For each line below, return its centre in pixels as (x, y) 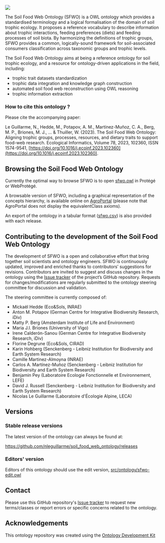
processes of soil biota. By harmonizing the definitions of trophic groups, (79, 38)
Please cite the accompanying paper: (43, 117)
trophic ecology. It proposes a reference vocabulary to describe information (82, 27)
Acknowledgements (37, 523)
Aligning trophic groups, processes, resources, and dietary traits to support (82, 137)
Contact (18, 490)
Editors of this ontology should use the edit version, (57, 469)
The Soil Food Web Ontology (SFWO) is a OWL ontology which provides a (80, 17)
